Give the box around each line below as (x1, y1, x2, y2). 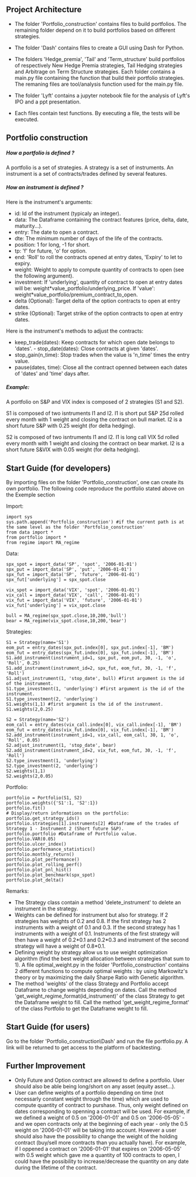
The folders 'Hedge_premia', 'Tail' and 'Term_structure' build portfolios (14, 55, 185, 62)
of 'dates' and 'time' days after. (14, 370, 90, 377)
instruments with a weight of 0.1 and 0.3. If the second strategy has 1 (14, 924, 180, 931)
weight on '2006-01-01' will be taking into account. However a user (14, 1126, 177, 1134)
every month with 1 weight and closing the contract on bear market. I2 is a (6, 440, 184, 447)
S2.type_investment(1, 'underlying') (6, 757, 98, 763)
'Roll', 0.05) (6, 737, 41, 743)
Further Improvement (6, 1061, 86, 1071)
